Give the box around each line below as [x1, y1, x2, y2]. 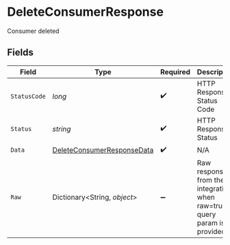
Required [159, 67, 190, 76]
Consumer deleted [7, 27, 60, 35]
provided [196, 226, 226, 236]
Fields [7, 47, 34, 58]
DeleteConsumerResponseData [52, 145, 154, 155]
